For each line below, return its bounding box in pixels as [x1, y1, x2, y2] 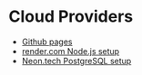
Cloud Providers [8, 6, 134, 27]
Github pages [21, 36, 73, 47]
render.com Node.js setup [21, 45, 120, 56]
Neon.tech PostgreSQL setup [21, 55, 132, 66]
